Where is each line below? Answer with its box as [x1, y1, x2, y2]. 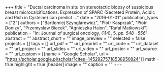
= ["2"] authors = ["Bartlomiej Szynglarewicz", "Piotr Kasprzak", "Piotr [5, 20, 147, 25]
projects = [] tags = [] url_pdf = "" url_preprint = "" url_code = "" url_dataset [5, 41, 159, 46]
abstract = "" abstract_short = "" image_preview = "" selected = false [5, 35, 146, 41]
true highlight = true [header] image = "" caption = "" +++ [5, 61, 123, 67]
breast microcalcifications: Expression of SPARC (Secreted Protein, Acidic [5, 9, 155, 15]
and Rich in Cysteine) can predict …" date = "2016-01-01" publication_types [5, 15, 159, 20]
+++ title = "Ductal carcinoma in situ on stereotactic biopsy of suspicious [5, 4, 154, 10]
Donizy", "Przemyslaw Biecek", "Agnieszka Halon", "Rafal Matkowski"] [5, 25, 148, 31]
